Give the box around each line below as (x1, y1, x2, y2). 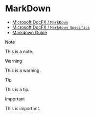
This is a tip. (5, 86, 30, 92)
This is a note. (5, 48, 33, 54)
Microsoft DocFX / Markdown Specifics (12, 24, 90, 30)
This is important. (5, 105, 41, 111)
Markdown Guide (12, 29, 47, 35)
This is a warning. (5, 67, 41, 73)
